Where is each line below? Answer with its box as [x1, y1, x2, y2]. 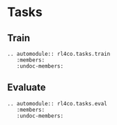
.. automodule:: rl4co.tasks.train [7, 50, 111, 57]
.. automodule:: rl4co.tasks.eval [7, 100, 108, 107]
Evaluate [7, 82, 47, 94]
